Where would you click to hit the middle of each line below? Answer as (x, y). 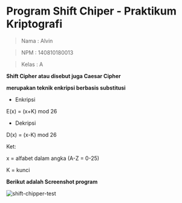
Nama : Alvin (37, 41)
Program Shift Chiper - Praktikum (92, 11)
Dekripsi (25, 123)
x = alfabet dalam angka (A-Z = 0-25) (53, 158)
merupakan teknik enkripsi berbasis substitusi (66, 88)
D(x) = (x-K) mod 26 (31, 135)
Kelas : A (32, 64)
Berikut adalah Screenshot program (52, 181)
